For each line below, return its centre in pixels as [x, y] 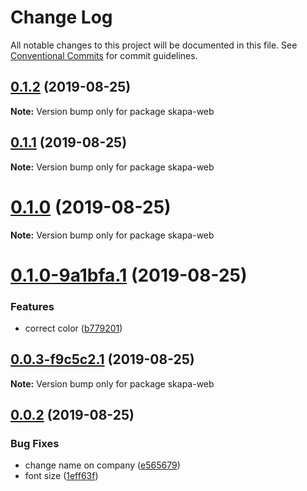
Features [32, 306]
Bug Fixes [35, 444]
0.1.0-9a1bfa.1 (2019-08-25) [129, 275]
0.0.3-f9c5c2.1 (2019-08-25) [102, 359]
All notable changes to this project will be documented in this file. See [154, 45]
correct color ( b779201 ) [73, 328]
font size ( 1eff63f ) [61, 476]
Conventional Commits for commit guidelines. [104, 55]
